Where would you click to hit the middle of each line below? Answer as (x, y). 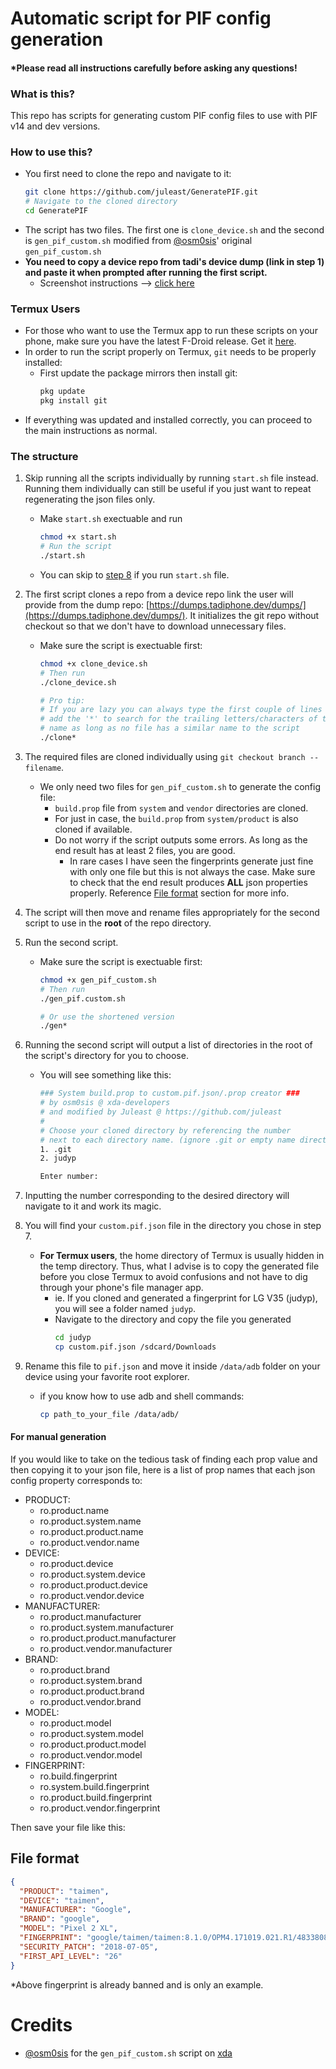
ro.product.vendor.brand (90, 1702)
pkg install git (73, 401)
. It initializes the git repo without (252, 615)
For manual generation (58, 1437)
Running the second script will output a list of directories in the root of (168, 1045)
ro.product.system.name (90, 1521)
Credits (41, 2024)
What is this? (42, 94)
